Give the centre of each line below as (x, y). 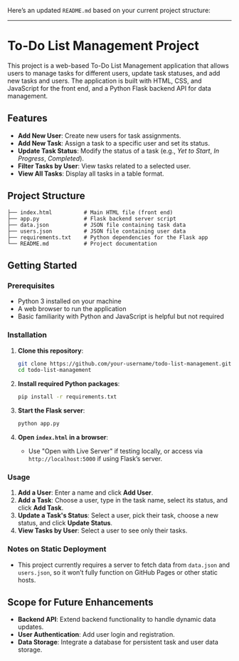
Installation (27, 335)
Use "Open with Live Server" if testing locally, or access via (116, 451)
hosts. (27, 580)
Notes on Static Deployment (57, 549)
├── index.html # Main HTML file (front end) (90, 212)
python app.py (38, 424)
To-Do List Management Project (103, 46)
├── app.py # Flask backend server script (92, 218)
